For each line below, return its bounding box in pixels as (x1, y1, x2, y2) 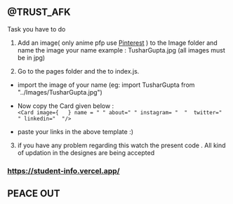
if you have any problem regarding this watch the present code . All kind (17, 141, 226, 149)
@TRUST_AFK (7, 6, 72, 18)
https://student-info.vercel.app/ (7, 165, 121, 175)
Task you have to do (7, 25, 66, 33)
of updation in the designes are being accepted (17, 148, 155, 157)
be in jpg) (17, 53, 46, 62)
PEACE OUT (7, 188, 60, 200)
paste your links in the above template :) (17, 127, 134, 136)
